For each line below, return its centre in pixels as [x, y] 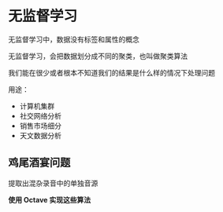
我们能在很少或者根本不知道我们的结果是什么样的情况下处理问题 [111, 72]
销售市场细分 [40, 126]
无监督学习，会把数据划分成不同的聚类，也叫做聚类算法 [98, 56]
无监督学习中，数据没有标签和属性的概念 [74, 39]
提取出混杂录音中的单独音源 [53, 183]
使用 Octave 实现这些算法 [50, 199]
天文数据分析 [40, 135]
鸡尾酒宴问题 [39, 163]
